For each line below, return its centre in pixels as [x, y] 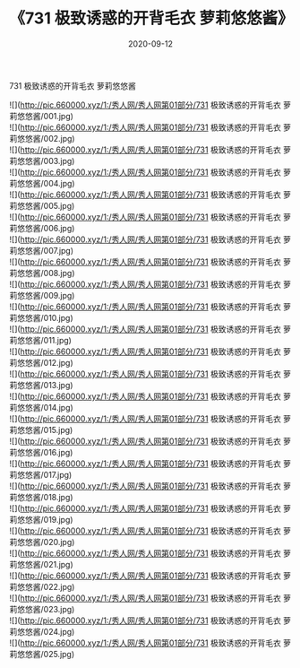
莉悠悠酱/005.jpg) [42, 205]
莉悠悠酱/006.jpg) [42, 228]
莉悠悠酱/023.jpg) [42, 609]
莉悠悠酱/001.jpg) [42, 116]
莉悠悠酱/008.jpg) [42, 273]
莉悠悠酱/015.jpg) [41, 429]
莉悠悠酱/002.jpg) [42, 138]
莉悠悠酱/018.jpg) [41, 497]
